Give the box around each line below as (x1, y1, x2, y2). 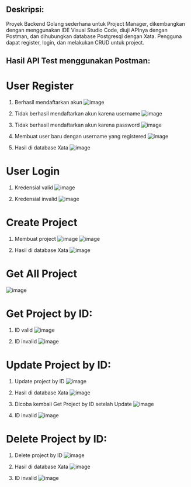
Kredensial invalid (14, 196, 57, 203)
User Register (6, 79, 74, 93)
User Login (6, 165, 60, 178)
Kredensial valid (14, 184, 54, 191)
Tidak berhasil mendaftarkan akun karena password (14, 121, 140, 128)
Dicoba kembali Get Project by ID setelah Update (14, 400, 133, 407)
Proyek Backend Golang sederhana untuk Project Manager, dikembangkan (6, 20, 185, 27)
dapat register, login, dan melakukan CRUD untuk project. (6, 39, 144, 46)
